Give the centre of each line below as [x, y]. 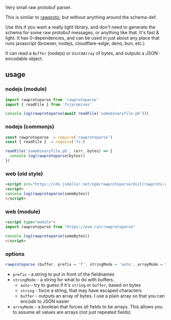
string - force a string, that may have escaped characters [81, 290]
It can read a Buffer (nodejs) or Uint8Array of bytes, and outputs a [75, 53]
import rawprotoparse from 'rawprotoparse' [52, 100]
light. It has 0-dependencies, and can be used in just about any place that [82, 38]
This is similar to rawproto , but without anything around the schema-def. [81, 17]
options [15, 254]
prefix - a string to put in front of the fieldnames [63, 274]
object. [36, 59]
